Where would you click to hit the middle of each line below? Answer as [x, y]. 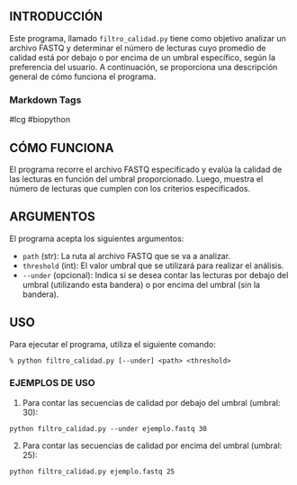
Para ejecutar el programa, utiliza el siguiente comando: [112, 344]
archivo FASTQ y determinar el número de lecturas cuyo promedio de [138, 48]
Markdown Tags [45, 100]
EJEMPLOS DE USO [53, 383]
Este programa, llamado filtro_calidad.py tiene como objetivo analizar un [148, 38]
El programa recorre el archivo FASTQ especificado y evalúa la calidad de [146, 169]
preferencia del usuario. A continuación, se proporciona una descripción [144, 67]
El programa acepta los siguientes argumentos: [97, 238]
